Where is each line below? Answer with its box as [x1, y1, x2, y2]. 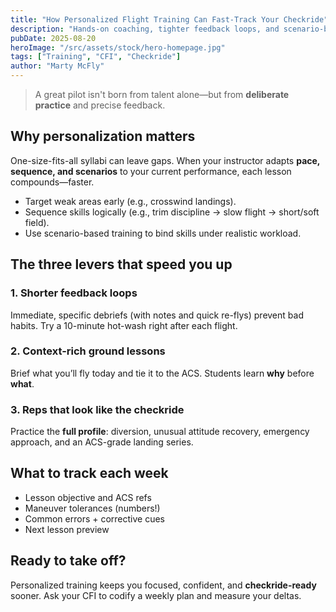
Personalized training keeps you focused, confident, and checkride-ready [10, 579, 317, 591]
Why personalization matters [10, 128, 196, 145]
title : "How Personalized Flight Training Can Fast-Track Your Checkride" [10, 14, 329, 25]
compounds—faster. [10, 176, 95, 188]
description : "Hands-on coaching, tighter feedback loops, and [10, 24, 280, 34]
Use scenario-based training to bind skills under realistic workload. [24, 227, 302, 239]
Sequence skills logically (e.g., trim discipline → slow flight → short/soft [24, 206, 320, 218]
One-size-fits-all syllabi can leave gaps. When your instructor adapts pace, [10, 154, 321, 166]
